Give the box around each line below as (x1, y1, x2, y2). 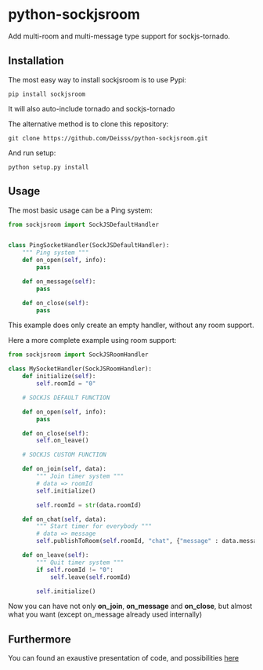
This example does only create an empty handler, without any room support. (8, 320, 254, 330)
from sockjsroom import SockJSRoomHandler (8, 351, 149, 359)
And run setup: (8, 147, 56, 158)
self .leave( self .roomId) (49, 573, 131, 581)
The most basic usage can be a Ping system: (8, 206, 153, 215)
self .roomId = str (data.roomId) (36, 501, 142, 509)
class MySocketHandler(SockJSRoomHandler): (8, 365, 153, 373)
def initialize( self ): (22, 373, 96, 381)
